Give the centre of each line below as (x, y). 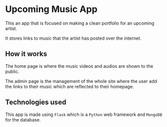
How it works (26, 54)
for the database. (23, 119)
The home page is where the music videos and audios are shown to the (79, 66)
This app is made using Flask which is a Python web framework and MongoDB (84, 114)
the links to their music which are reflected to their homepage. (70, 86)
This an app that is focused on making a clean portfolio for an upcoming (80, 23)
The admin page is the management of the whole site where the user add (81, 81)
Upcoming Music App (51, 9)
